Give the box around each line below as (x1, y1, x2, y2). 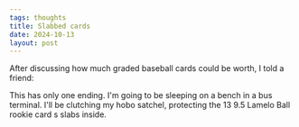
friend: (9, 73, 34, 84)
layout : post (9, 38, 59, 48)
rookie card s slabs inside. (9, 109, 107, 120)
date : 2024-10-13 (9, 30, 75, 39)
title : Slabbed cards (9, 22, 91, 31)
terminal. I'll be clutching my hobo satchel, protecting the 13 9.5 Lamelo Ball (9, 100, 291, 111)
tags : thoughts (9, 13, 67, 23)
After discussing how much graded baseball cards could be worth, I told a (9, 63, 285, 74)
